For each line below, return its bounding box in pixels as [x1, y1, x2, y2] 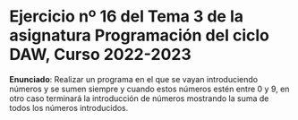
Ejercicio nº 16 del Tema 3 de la [9, 6, 244, 27]
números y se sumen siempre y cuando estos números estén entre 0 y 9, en [9, 83, 290, 94]
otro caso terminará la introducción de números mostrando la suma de [9, 92, 269, 104]
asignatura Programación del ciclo [9, 25, 270, 46]
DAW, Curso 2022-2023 [9, 45, 192, 64]
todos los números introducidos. [9, 102, 129, 113]
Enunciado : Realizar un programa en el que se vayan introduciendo [9, 73, 258, 84]
